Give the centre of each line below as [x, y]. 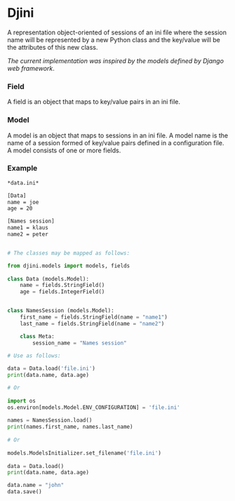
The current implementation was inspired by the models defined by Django [116, 60]
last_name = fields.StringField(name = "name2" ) [92, 323]
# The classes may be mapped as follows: [69, 253]
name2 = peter [28, 234]
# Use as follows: [34, 356]
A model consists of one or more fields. [64, 150]
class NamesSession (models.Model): [61, 311]
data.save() [25, 492]
